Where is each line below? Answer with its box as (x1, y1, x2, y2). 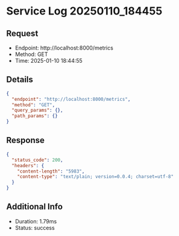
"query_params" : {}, (11, 107, 63, 113)
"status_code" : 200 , (11, 157, 63, 163)
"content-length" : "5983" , (17, 168, 85, 174)
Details (6, 74, 33, 85)
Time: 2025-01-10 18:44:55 (14, 57, 83, 64)
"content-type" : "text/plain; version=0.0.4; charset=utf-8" (17, 174, 174, 180)
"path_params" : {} (11, 113, 58, 119)
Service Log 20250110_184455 (6, 4, 163, 18)
